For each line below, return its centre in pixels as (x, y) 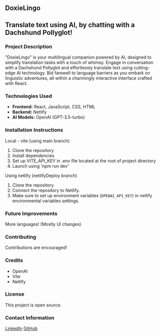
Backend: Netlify (29, 112)
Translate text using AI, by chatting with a (70, 25)
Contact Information (30, 318)
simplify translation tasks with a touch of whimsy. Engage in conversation (79, 62)
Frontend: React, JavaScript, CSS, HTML (54, 107)
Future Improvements (31, 214)
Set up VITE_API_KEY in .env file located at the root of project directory (84, 161)
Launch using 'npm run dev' (40, 166)
